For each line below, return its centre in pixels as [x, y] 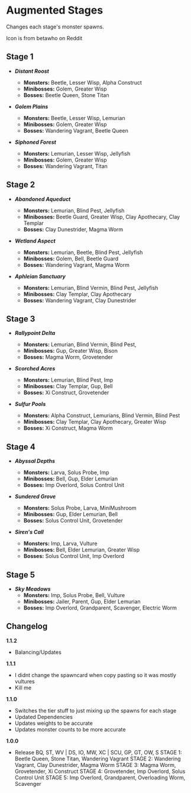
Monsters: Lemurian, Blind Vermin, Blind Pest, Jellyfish [91, 288]
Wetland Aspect [35, 241]
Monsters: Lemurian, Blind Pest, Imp [68, 380]
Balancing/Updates [38, 652]
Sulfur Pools [30, 404]
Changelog [27, 626]
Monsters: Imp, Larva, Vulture [60, 544]
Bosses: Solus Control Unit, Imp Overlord [74, 556]
